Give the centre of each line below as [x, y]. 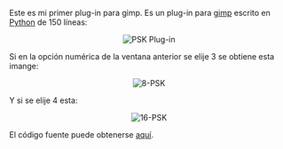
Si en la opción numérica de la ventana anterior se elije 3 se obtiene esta [142, 56]
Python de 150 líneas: [48, 22]
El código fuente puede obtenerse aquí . [82, 135]
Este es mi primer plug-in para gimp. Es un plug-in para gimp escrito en [140, 13]
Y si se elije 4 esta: [43, 100]
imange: [24, 66]
